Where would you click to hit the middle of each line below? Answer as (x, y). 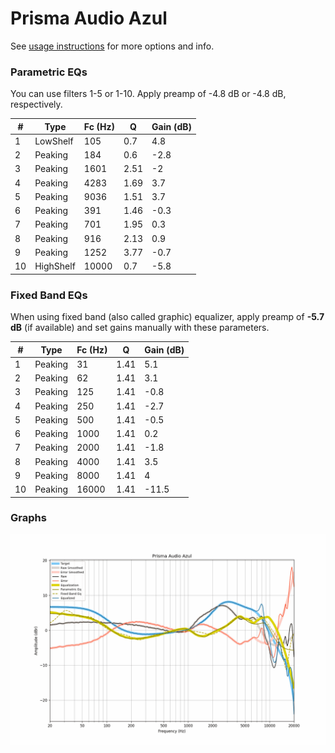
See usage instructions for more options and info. (112, 46)
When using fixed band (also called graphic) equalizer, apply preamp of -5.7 (167, 317)
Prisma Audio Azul (89, 18)
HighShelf (55, 266)
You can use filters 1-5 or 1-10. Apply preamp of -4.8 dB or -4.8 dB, (148, 94)
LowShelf (54, 141)
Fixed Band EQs (49, 295)
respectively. (36, 104)
